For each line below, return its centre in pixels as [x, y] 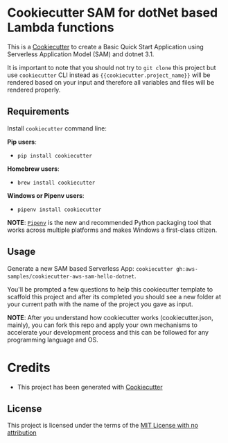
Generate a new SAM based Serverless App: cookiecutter [90, 268]
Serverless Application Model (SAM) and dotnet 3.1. [81, 54]
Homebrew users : [34, 169]
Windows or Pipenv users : [46, 195]
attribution [22, 433]
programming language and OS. [53, 340]
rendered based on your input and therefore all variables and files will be [111, 82]
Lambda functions [61, 27]
